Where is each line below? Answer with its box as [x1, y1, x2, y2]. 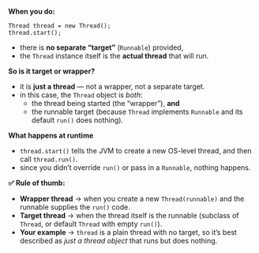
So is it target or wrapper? [8, 66, 96, 76]
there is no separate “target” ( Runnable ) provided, [19, 43, 184, 52]
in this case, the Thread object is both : [19, 90, 144, 100]
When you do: [8, 7, 55, 16]
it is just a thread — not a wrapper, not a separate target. [19, 82, 205, 91]
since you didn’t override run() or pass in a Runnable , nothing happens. [19, 163, 251, 172]
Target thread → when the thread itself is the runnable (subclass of [19, 211, 239, 220]
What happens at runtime [8, 130, 94, 140]
